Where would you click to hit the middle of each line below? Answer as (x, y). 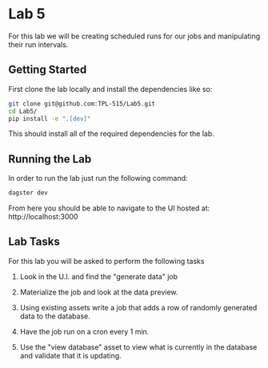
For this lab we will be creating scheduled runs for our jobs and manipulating (134, 36)
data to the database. (55, 316)
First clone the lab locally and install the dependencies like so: (110, 89)
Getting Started (48, 70)
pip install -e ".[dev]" (50, 118)
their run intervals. (38, 44)
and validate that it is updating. (70, 355)
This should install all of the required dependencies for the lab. (111, 134)
